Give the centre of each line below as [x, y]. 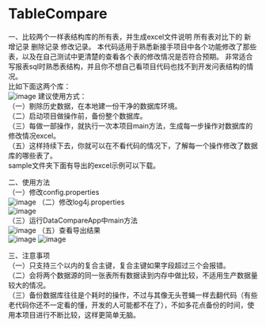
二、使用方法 [29, 182]
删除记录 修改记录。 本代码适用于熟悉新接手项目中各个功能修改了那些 [144, 46]
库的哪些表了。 [32, 155]
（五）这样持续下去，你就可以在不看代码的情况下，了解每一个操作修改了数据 [133, 145]
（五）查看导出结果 [70, 230]
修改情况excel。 [34, 135]
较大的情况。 [29, 285]
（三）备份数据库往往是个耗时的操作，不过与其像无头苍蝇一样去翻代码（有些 [133, 295]
